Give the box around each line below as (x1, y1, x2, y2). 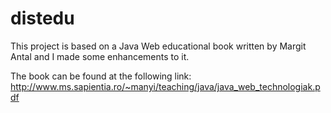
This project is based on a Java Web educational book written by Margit (10, 40, 307, 52)
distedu (10, 7, 75, 30)
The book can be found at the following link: (10, 70, 192, 82)
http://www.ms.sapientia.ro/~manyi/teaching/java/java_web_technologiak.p (10, 80, 321, 92)
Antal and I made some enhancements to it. (10, 50, 190, 62)
